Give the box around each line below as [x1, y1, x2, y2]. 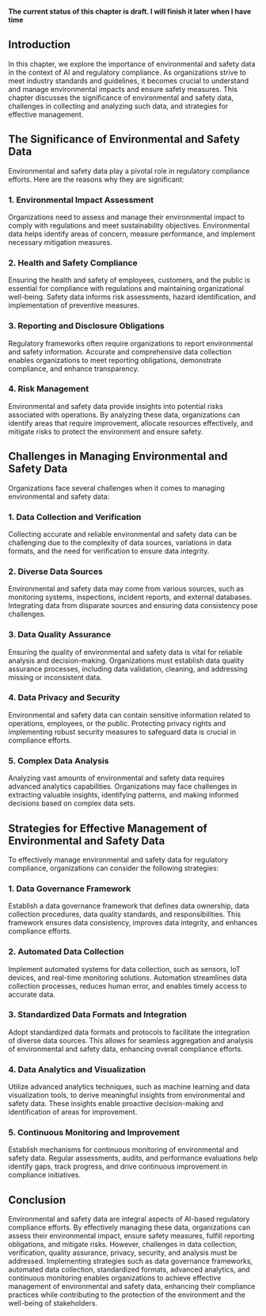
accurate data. [8, 989, 55, 999]
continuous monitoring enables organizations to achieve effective [8, 1273, 222, 1283]
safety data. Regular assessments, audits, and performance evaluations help [8, 1153, 258, 1163]
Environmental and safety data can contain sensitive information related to [8, 710, 251, 720]
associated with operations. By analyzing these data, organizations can [8, 410, 241, 419]
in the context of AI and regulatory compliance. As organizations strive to [8, 67, 247, 77]
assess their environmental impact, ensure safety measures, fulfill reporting [8, 1231, 255, 1241]
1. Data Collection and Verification [8, 511, 142, 522]
